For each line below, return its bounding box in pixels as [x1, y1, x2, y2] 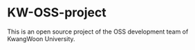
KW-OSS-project [7, 5, 107, 21]
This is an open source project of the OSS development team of [7, 27, 189, 36]
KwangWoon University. [7, 34, 75, 42]
